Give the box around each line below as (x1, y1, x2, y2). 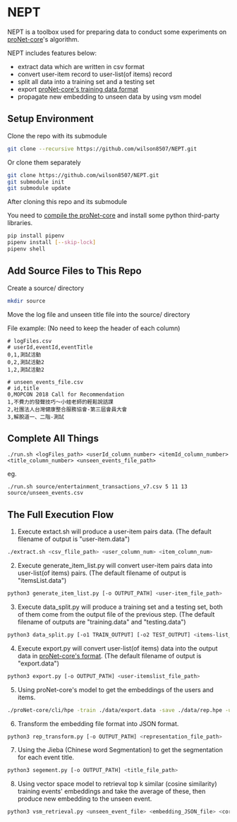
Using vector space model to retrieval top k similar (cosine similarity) (17, 780, 217, 788)
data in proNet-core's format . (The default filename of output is (17, 651, 202, 660)
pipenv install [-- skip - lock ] (7, 239, 97, 246)
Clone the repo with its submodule (7, 131, 107, 140)
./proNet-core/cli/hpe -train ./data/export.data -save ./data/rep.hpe (7, 706, 222, 713)
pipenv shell (7, 246, 46, 253)
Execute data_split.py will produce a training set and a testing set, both (17, 603, 224, 611)
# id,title (7, 385, 39, 392)
